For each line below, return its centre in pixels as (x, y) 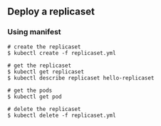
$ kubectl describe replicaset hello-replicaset (81, 78)
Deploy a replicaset (51, 12)
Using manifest (35, 32)
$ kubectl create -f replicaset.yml (62, 53)
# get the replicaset (40, 65)
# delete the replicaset (44, 109)
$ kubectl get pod (35, 96)
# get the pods (30, 90)
